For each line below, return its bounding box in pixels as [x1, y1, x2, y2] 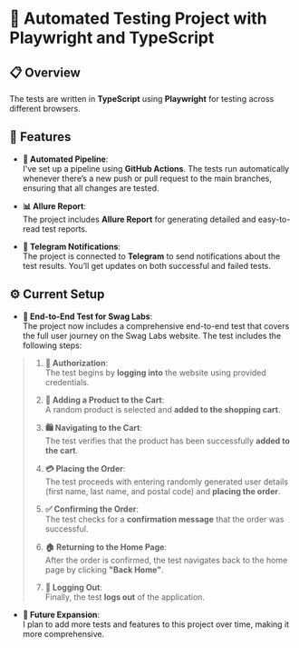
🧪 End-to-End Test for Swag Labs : [22, 311, 153, 322]
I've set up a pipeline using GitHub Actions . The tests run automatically [22, 163, 290, 174]
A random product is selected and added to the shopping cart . [44, 404, 281, 414]
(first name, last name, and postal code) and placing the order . [44, 485, 281, 496]
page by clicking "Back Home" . [44, 563, 165, 575]
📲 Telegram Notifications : [22, 241, 121, 252]
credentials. [44, 376, 90, 387]
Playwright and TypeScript [9, 27, 215, 48]
